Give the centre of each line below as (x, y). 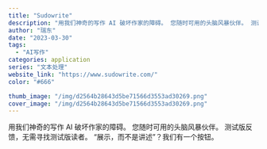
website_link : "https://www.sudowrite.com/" (83, 74)
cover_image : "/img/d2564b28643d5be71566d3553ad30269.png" (108, 104)
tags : (17, 45)
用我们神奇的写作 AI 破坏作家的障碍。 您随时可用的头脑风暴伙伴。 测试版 (127, 127)
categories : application (49, 60)
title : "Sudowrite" (41, 15)
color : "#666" (32, 82)
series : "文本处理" (38, 67)
